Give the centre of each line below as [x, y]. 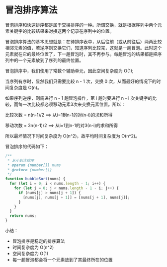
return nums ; [23, 216]
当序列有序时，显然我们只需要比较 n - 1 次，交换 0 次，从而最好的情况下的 [81, 81]
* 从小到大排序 [21, 160]
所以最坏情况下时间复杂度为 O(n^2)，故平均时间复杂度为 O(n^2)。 [73, 136]
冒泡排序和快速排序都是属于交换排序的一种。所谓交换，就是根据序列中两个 [81, 25]
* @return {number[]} [30, 170]
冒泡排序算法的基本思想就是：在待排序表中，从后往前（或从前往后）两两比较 [83, 41]
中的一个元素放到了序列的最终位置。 [46, 60]
